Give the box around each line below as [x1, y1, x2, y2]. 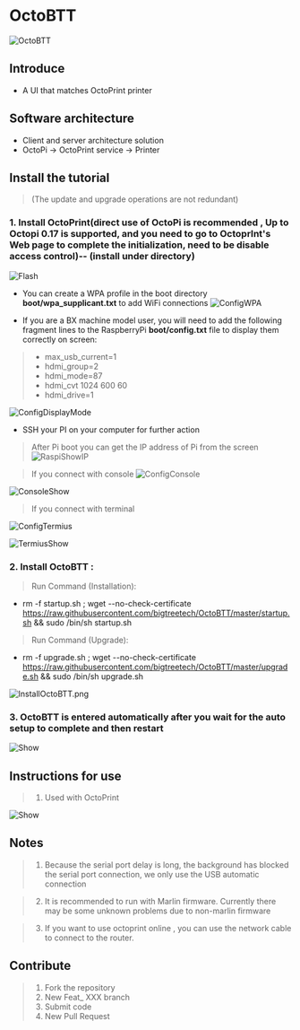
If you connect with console [30, 468, 134, 479]
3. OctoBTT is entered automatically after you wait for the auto [9, 711, 287, 723]
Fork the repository [44, 982, 116, 992]
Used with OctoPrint [44, 792, 119, 803]
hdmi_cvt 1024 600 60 [44, 380, 128, 390]
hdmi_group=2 [44, 361, 99, 371]
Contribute [9, 958, 72, 973]
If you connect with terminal [30, 503, 135, 514]
